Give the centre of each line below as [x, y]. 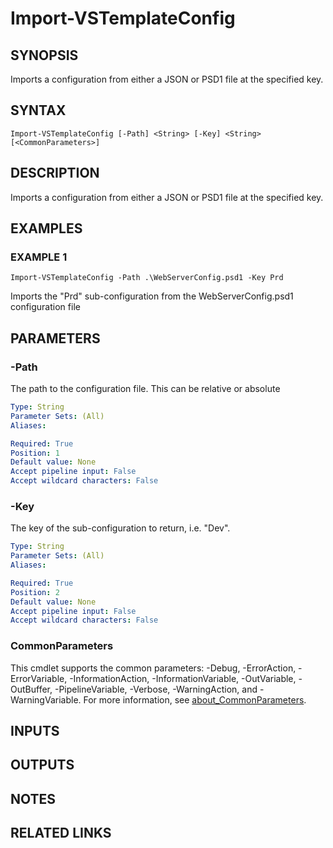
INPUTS [35, 730]
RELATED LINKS [61, 833]
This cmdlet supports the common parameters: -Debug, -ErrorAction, [153, 668]
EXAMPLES [46, 228]
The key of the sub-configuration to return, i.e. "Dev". [120, 528]
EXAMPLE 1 [39, 257]
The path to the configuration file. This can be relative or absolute [145, 388]
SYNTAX [38, 110]
